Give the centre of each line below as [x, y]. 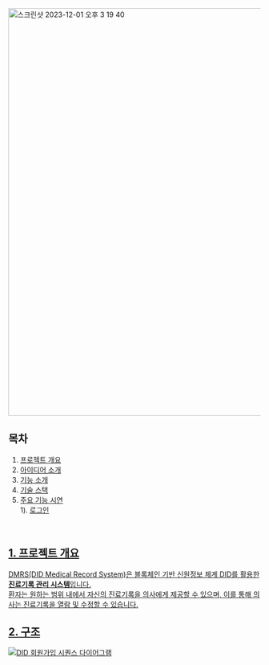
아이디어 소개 [40, 470]
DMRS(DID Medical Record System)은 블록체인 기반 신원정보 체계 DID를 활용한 [134, 574]
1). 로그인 [34, 510]
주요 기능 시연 [41, 500]
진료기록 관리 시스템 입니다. [50, 584]
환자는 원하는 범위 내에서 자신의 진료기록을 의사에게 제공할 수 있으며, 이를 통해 [130, 594]
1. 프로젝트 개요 [44, 553]
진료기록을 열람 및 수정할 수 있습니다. [80, 604]
